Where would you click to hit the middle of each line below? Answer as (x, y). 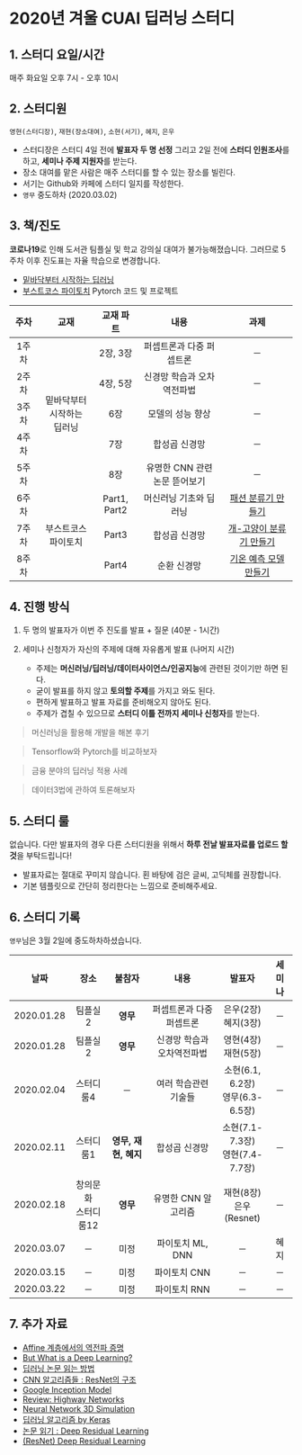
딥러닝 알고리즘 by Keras (66, 1419)
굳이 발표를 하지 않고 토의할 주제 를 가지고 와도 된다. (125, 691)
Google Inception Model (67, 1389)
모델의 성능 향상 (179, 413)
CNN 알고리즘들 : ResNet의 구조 (79, 1379)
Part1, (115, 498)
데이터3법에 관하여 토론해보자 (83, 790)
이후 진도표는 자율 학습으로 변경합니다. (93, 260)
